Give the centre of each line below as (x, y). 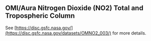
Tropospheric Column (40, 16)
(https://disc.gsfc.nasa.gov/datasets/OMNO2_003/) (58, 33)
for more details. (129, 33)
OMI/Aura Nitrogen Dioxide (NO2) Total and (74, 8)
